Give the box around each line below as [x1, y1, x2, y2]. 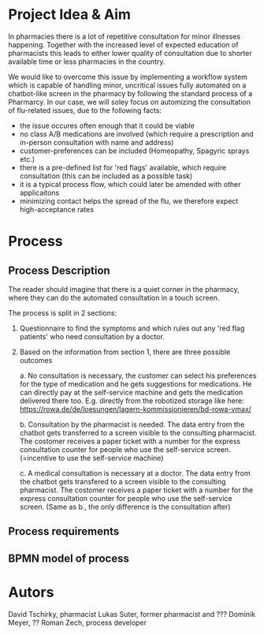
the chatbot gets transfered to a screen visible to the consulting [19, 476, 226, 486]
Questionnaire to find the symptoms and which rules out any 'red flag [19, 323, 245, 333]
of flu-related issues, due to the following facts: [8, 105, 162, 115]
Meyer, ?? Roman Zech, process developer [8, 618, 147, 627]
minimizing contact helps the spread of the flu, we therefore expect [19, 196, 239, 206]
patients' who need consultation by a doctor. [19, 331, 165, 341]
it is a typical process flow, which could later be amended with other [19, 179, 242, 189]
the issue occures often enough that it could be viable [19, 121, 195, 130]
